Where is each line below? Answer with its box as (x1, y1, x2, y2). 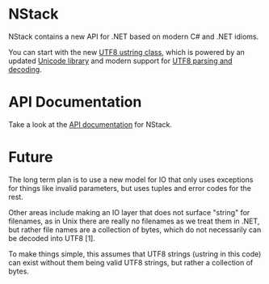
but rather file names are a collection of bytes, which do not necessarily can (8, 224, 262, 235)
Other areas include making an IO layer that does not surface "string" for (8, 207, 250, 217)
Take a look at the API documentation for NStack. (8, 119, 172, 129)
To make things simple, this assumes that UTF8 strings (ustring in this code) (8, 248, 262, 259)
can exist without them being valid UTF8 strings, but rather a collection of (8, 257, 254, 267)
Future (8, 148, 54, 167)
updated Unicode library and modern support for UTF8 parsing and (8, 56, 233, 66)
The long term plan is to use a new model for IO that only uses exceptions (8, 175, 254, 184)
